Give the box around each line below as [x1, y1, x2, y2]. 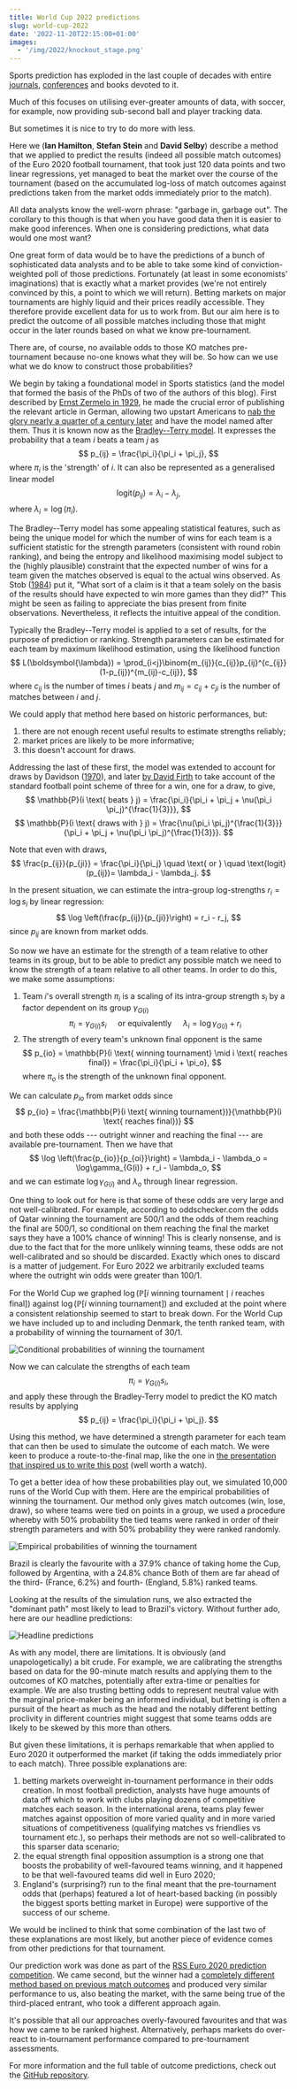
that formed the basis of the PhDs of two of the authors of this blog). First [9, 388, 277, 398]
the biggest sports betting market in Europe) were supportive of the [21, 1898, 269, 1909]
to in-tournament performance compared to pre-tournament [29, 2034, 249, 2045]
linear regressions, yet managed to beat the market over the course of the [9, 169, 278, 180]
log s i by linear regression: [9, 896, 104, 909]
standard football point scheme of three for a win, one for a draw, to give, [9, 780, 276, 792]
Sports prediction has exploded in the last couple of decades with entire [9, 70, 272, 81]
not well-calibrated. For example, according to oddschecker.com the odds [9, 1204, 279, 1215]
